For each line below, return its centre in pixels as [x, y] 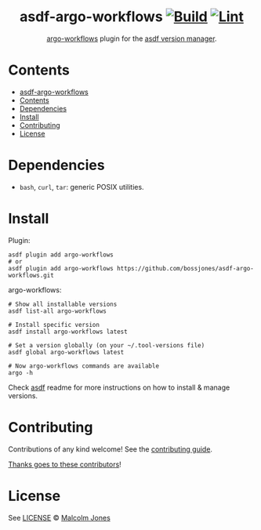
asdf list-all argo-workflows [58, 311]
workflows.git [31, 275]
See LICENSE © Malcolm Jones [60, 517]
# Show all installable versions [63, 304]
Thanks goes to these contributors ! [65, 464]
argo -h [21, 372]
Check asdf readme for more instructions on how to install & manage [119, 387]
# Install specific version [54, 325]
